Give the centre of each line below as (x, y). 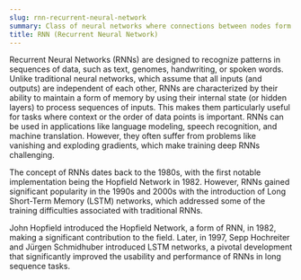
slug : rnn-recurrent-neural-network (78, 17)
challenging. (32, 155)
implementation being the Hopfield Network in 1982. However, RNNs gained (150, 182)
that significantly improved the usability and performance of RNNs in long (145, 257)
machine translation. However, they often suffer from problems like (133, 136)
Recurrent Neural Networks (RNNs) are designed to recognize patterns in (145, 60)
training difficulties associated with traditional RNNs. (106, 211)
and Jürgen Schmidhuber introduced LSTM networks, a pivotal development (151, 247)
